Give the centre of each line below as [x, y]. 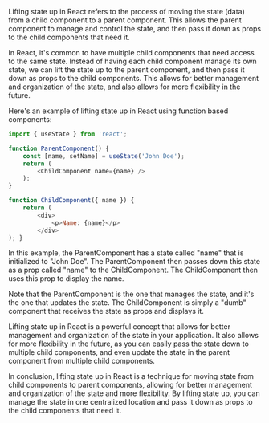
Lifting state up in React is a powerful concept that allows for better [120, 327]
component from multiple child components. [82, 361]
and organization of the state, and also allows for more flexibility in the [124, 87]
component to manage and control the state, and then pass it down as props [135, 28]
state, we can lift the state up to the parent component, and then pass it [126, 70]
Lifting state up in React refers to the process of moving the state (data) [126, 12]
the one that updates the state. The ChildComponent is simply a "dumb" [127, 303]
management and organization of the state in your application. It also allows [134, 336]
